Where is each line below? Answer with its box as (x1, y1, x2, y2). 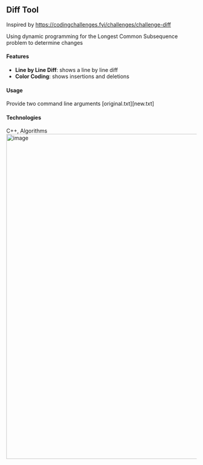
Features (6, 53, 29, 60)
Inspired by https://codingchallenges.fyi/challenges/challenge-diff (6, 21, 171, 28)
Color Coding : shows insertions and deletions (14, 73, 130, 80)
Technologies (6, 114, 42, 121)
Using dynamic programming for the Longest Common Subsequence (6, 33, 178, 40)
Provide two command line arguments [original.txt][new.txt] (6, 100, 155, 108)
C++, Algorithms (6, 127, 48, 135)
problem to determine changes (6, 39, 83, 46)
